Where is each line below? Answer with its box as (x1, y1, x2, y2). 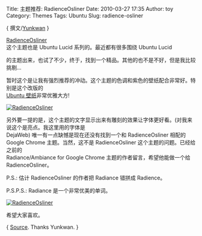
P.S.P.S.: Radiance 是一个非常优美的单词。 (6, 187, 111, 194)
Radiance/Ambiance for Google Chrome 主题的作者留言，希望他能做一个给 (6, 154, 191, 161)
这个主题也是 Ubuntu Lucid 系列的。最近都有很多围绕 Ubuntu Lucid (6, 44, 173, 51)
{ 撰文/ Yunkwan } (6, 25, 49, 31)
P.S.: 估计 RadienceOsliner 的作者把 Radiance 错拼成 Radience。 (6, 174, 166, 181)
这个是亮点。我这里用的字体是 (11, 124, 85, 131)
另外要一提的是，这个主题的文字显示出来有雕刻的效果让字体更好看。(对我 (6, 116, 188, 123)
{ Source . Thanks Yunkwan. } (6, 223, 79, 231)
